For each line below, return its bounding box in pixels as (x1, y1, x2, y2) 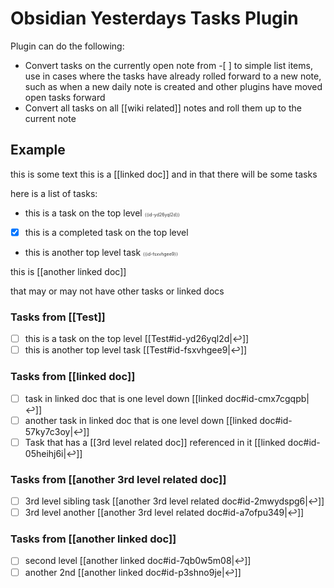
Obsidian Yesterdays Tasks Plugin (10, 7, 299, 30)
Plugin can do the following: (10, 40, 125, 52)
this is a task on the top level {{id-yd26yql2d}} (24, 207, 180, 219)
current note (24, 112, 77, 124)
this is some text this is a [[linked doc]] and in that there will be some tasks (10, 168, 318, 180)
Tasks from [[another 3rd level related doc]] (10, 472, 227, 486)
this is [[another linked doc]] (10, 265, 127, 277)
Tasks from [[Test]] (10, 310, 106, 324)
